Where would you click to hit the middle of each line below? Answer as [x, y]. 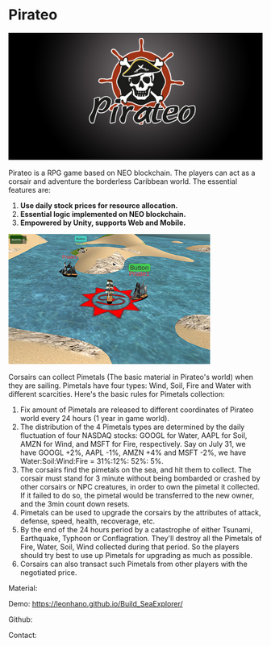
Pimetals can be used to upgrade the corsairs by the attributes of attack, [140, 512]
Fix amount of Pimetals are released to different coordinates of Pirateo [137, 410]
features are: [29, 190]
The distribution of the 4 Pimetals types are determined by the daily [132, 427]
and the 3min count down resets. [75, 504]
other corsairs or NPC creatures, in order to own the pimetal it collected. [140, 486]
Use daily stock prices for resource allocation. [99, 205]
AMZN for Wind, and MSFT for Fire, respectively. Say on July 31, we [133, 444]
